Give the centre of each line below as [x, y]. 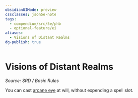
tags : [11, 19]
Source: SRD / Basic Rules [32, 81]
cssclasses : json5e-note [31, 14]
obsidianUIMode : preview [31, 10]
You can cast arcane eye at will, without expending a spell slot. [69, 90]
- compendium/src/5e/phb [35, 24]
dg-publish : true [23, 42]
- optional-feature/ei [33, 28]
